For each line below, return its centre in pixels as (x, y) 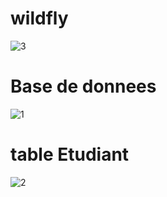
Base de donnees (83, 86)
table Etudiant (70, 154)
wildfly (39, 18)
